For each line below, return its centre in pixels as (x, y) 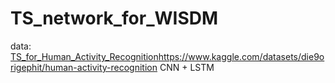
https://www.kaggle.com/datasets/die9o (241, 56)
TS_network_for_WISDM (114, 18)
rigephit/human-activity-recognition (84, 67)
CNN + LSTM (187, 67)
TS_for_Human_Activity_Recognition (84, 56)
